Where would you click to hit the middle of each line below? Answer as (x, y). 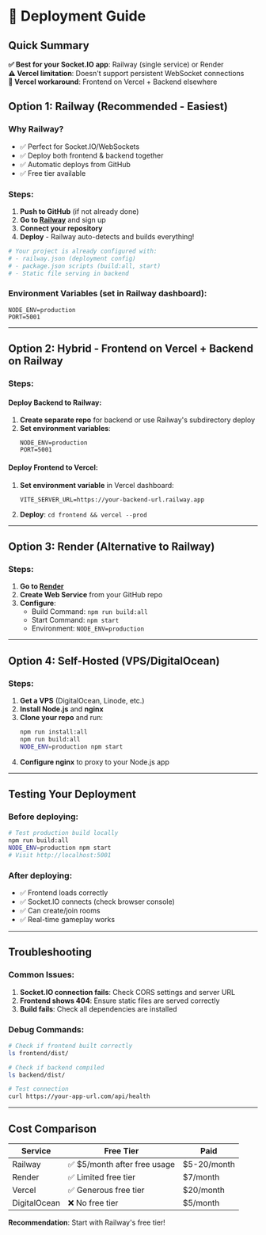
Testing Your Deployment (72, 794)
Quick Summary (49, 46)
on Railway (36, 361)
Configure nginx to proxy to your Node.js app (95, 762)
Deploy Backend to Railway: (55, 402)
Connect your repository (61, 228)
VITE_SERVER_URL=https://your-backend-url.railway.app (112, 499)
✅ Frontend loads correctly (64, 892)
